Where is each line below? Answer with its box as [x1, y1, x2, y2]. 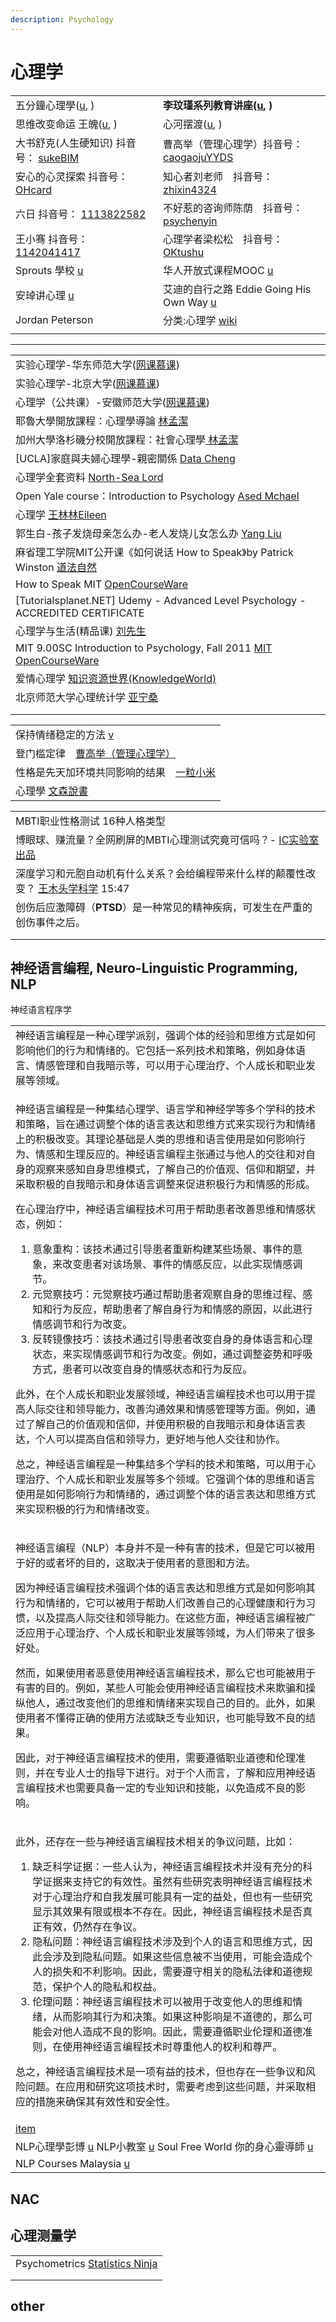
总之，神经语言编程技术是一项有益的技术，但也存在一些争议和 [15, 2065, 307, 2079]
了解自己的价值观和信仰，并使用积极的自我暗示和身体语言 [25, 1417, 297, 1431]
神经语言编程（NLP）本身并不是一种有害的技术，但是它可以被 [15, 1541, 306, 1555]
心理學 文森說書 [15, 784, 89, 798]
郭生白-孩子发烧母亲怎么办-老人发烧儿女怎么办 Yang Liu [15, 526, 282, 540]
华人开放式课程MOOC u [163, 263, 274, 277]
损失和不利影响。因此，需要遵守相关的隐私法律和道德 [52, 1965, 303, 1979]
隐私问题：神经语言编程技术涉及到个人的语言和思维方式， [32, 1935, 303, 1949]
